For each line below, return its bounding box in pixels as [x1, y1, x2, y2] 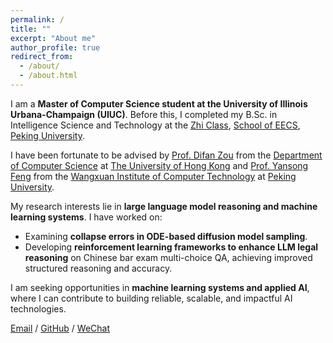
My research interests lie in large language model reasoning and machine [10, 200, 318, 212]
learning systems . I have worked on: [10, 211, 163, 223]
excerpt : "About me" [10, 33, 97, 43]
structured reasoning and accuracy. [24, 262, 173, 274]
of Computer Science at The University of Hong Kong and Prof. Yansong [10, 159, 309, 171]
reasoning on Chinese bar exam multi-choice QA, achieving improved [24, 251, 313, 263]
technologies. [10, 302, 67, 315]
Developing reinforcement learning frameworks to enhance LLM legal [24, 241, 319, 253]
